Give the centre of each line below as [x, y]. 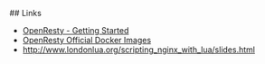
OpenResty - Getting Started [76, 30]
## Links [26, 13]
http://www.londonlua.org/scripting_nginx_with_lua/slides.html [139, 50]
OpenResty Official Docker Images [87, 40]
